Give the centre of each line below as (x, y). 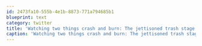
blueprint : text (26, 17)
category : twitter (29, 23)
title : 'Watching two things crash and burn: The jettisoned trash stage (101, 28)
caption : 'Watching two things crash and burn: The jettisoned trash (95, 34)
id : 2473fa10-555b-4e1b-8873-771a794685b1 (60, 12)
